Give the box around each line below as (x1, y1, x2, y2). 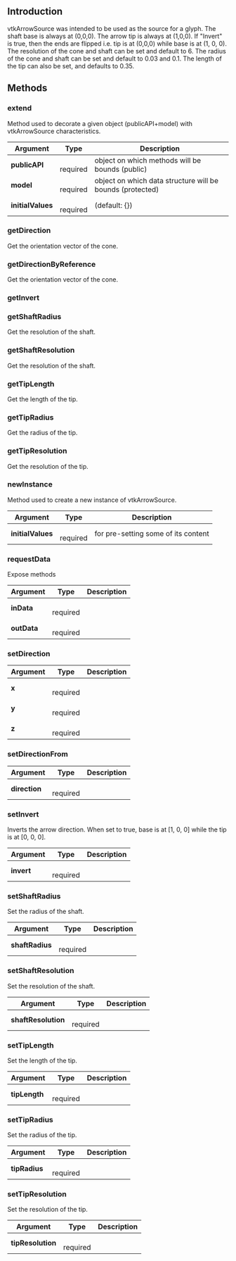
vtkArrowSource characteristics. (7, 127, 101, 135)
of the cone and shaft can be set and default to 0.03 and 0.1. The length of (7, 54, 223, 63)
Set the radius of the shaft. (7, 908, 84, 916)
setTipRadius (7, 1115, 54, 1124)
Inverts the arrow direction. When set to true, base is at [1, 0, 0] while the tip (7, 825, 227, 834)
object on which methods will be (94, 155, 202, 165)
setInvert (7, 809, 39, 819)
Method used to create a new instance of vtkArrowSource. (7, 496, 177, 504)
